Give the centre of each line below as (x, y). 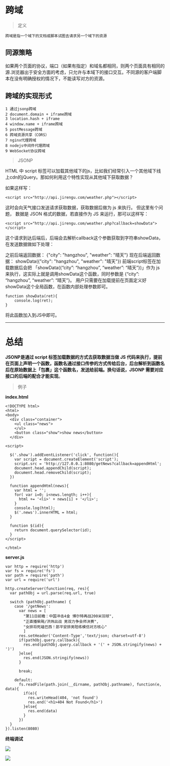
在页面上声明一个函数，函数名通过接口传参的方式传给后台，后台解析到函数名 (85, 363)
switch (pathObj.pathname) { (40, 602)
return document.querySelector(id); (53, 530)
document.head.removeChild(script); (53, 473)
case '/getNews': (33, 606)
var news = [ (32, 611)
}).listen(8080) (22, 729)
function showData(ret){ (31, 296)
